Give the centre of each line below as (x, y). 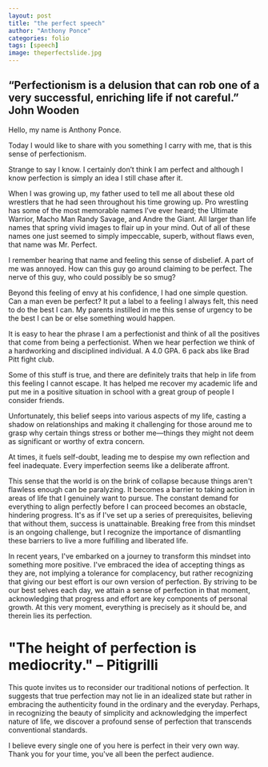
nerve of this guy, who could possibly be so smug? (92, 277)
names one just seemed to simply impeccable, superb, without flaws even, (131, 236)
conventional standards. (48, 729)
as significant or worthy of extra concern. (77, 441)
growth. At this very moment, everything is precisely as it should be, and (128, 607)
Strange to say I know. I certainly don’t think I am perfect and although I (126, 169)
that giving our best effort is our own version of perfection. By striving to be (133, 581)
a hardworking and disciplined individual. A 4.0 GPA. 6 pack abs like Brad (129, 350)
